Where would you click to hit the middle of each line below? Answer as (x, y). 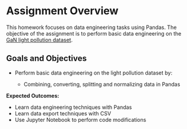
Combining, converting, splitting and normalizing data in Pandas (102, 84)
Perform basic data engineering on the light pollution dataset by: (93, 73)
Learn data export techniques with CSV (63, 113)
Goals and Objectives (47, 58)
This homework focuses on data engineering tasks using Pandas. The (91, 27)
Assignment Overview (62, 11)
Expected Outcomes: (33, 95)
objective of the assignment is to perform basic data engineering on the (94, 33)
